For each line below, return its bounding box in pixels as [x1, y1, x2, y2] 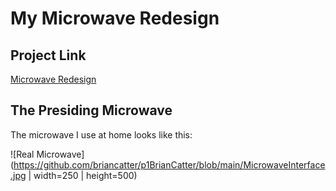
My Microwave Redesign [10, 7, 220, 30]
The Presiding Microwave [10, 102, 173, 119]
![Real [10, 148, 35, 160]
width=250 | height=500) [33, 169, 138, 181]
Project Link [10, 47, 87, 64]
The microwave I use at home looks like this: [10, 128, 193, 141]
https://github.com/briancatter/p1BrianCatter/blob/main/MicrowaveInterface [13, 158, 326, 171]
